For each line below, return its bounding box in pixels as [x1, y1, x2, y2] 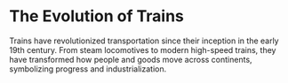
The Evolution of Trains [9, 6, 185, 26]
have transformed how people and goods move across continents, [9, 54, 252, 64]
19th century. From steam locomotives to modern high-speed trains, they [9, 44, 276, 55]
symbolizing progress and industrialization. [9, 64, 167, 74]
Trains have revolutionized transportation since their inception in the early [9, 35, 279, 46]
